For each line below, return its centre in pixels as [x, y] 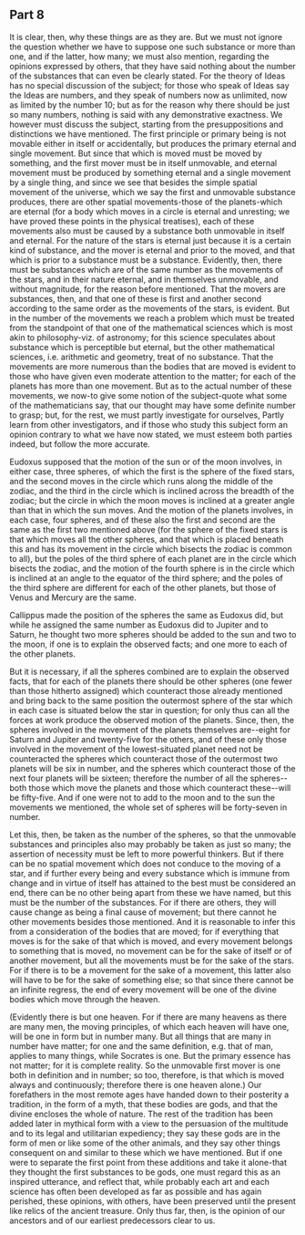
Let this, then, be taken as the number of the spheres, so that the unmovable [153, 835]
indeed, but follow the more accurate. [80, 444]
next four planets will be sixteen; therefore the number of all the [129, 778]
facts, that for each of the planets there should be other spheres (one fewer [151, 681]
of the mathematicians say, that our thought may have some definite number [152, 405]
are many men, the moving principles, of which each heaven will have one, [149, 1026]
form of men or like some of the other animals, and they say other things [145, 1143]
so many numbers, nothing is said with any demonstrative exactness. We [146, 114]
